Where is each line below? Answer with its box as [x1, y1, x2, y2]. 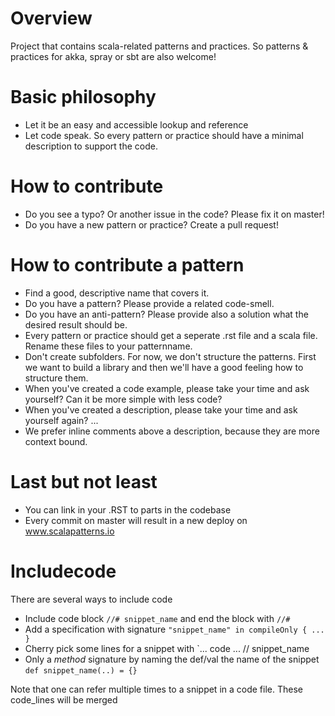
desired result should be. [24, 318, 128, 331]
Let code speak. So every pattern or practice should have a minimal [24, 129, 304, 141]
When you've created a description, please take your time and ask [24, 403, 298, 416]
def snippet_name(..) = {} [24, 665, 138, 676]
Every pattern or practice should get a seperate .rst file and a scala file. [24, 329, 318, 341]
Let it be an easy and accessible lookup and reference [24, 118, 249, 131]
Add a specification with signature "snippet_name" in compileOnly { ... [24, 623, 325, 635]
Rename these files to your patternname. [24, 340, 193, 352]
